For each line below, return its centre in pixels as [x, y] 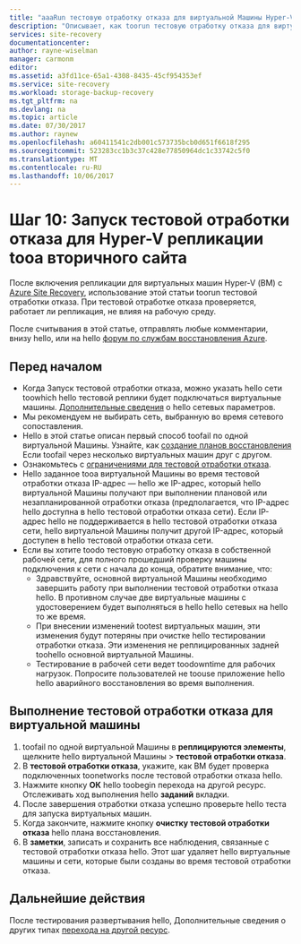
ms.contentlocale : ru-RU [56, 167]
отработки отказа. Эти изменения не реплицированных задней [157, 645]
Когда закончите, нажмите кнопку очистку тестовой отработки [146, 823]
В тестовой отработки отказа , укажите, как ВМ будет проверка [146, 766]
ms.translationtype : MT [54, 159]
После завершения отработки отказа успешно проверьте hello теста [154, 803]
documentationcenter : [50, 43]
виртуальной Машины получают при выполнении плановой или [144, 493]
